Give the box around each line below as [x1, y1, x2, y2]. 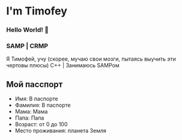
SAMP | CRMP [6, 42, 49, 50]
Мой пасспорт [6, 79, 63, 90]
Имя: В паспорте [14, 95, 58, 103]
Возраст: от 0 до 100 [14, 121, 68, 128]
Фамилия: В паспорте [14, 102, 71, 109]
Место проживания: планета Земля [14, 127, 107, 135]
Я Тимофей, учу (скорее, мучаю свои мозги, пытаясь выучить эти [6, 55, 176, 62]
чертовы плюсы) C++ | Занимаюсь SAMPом [6, 62, 120, 69]
